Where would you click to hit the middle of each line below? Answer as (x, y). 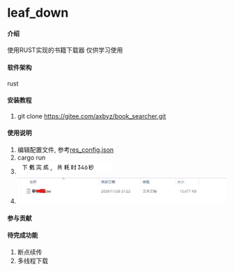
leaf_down (38, 13)
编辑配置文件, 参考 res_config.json (65, 150)
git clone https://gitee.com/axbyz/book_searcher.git (92, 116)
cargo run (31, 157)
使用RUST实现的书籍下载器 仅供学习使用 (65, 50)
